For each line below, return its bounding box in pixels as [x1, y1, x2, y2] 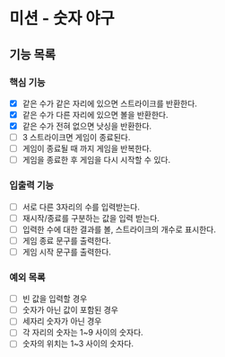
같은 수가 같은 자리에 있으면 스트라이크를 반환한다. [22, 98, 197, 109]
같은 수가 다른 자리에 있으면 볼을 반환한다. [22, 109, 169, 120]
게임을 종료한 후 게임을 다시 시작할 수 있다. [22, 155, 171, 165]
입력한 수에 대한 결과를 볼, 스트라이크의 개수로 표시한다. [22, 224, 217, 235]
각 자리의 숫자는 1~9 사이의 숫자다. [22, 327, 143, 338]
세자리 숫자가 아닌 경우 [22, 316, 102, 326]
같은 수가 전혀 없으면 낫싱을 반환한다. [22, 120, 152, 131]
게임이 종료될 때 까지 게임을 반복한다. [22, 143, 152, 154]
